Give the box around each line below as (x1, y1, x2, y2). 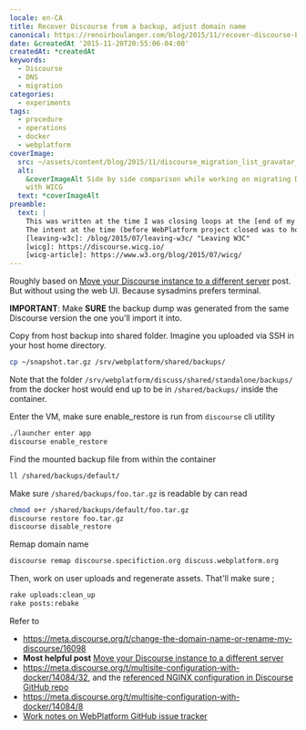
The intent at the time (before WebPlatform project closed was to (25, 225, 287, 234)
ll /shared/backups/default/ (9, 471, 120, 480)
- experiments (17, 98, 71, 108)
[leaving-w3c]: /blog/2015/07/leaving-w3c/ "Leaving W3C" (25, 233, 250, 242)
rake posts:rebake (9, 599, 79, 608)
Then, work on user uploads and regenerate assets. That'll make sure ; (9, 573, 275, 584)
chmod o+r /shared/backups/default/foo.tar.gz (9, 505, 189, 515)
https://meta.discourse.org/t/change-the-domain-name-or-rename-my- (22, 632, 293, 643)
